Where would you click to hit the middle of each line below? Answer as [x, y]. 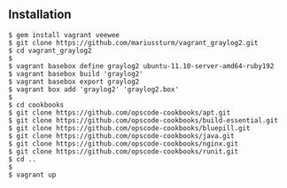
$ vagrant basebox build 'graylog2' [76, 74]
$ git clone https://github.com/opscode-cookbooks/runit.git [124, 151]
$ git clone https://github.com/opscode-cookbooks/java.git [122, 136]
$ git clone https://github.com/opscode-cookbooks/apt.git [120, 113]
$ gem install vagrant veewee [64, 35]
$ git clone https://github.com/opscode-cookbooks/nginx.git [124, 144]
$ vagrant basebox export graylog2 [74, 82]
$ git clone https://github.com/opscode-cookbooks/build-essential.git [143, 120]
